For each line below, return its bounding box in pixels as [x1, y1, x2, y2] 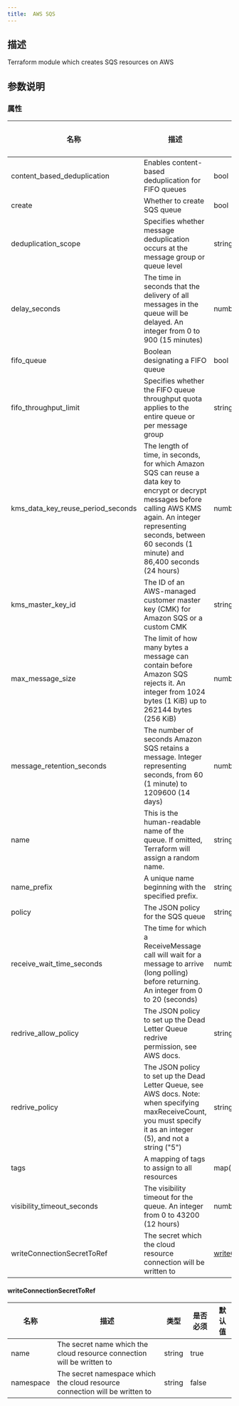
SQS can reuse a [143, 468, 200, 478]
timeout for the [143, 1192, 193, 1202]
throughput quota [143, 394, 203, 404]
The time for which [143, 923, 207, 933]
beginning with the [143, 882, 206, 892]
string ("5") [143, 1142, 182, 1152]
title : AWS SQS [7, 10, 55, 18]
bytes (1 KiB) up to [143, 696, 207, 706]
